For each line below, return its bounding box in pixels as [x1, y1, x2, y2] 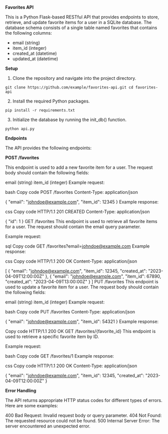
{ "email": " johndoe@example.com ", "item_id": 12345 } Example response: [5, 199, 159, 205]
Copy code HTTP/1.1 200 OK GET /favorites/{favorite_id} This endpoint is [5, 329, 156, 334]
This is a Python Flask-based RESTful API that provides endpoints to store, [5, 14, 159, 20]
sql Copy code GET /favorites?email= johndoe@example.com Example [5, 243, 150, 249]
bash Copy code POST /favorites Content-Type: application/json [5, 189, 138, 195]
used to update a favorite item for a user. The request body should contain [5, 284, 159, 290]
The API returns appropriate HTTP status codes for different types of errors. [5, 397, 162, 403]
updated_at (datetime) [12, 56, 59, 62]
